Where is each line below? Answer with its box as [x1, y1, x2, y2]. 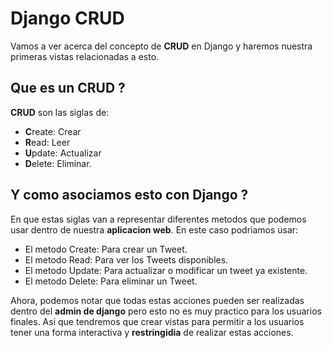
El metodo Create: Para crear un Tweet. [24, 243, 188, 255]
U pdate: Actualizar [24, 147, 102, 159]
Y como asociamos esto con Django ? [10, 187, 249, 204]
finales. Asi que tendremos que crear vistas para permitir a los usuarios [10, 315, 305, 327]
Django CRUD [10, 7, 125, 30]
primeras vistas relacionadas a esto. [10, 50, 160, 62]
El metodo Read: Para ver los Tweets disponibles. [24, 253, 229, 266]
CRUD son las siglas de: [10, 106, 110, 118]
